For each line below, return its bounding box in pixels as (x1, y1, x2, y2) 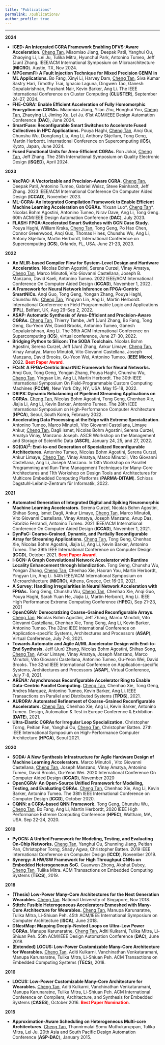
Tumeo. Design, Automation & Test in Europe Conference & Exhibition (12, 709, 153, 715)
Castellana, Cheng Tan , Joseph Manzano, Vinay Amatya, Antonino (12, 764, 147, 770)
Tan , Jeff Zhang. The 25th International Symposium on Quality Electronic (12, 154, 160, 160)
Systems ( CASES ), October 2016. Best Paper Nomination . (12, 1000, 130, 1006)
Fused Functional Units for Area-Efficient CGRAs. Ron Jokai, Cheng (12, 149, 152, 155)
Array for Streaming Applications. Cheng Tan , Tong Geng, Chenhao (12, 536, 152, 542)
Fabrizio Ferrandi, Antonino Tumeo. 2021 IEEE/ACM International (12, 520, 142, 527)
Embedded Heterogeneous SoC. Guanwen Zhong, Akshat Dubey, (12, 862, 146, 868)
